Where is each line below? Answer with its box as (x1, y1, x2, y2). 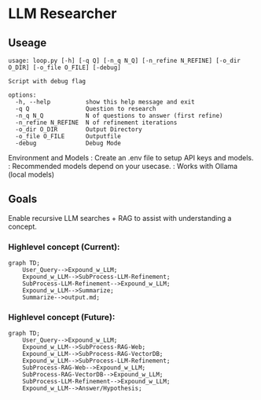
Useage (8, 36, 47, 50)
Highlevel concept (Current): (8, 241, 120, 252)
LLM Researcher (8, 5, 117, 23)
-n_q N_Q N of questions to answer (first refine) (15, 112, 223, 119)
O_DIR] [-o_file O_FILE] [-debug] (8, 64, 122, 72)
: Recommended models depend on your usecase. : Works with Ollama (8, 162, 238, 171)
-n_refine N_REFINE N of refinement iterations (15, 119, 178, 127)
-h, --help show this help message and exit (15, 98, 195, 106)
